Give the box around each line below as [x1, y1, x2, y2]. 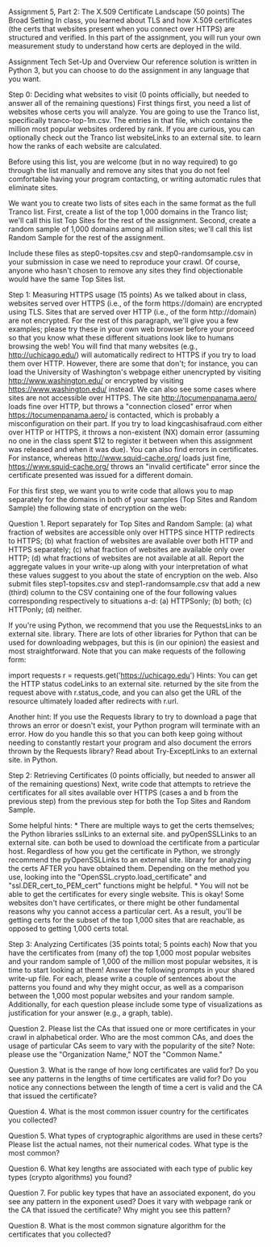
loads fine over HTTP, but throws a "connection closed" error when [8, 402, 232, 411]
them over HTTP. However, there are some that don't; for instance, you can [8, 359, 258, 368]
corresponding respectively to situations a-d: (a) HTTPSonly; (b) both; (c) [8, 596, 252, 606]
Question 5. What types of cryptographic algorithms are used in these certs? [8, 1131, 263, 1140]
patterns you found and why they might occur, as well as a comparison [8, 983, 244, 991]
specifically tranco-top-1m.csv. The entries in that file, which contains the [8, 116, 253, 125]
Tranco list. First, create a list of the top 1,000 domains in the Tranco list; [8, 207, 248, 217]
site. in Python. [8, 755, 58, 764]
